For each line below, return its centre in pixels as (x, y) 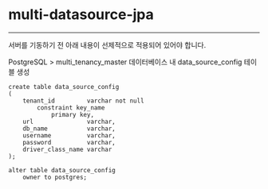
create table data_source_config (64, 87)
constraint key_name (71, 108)
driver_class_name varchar (67, 149)
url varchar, (69, 121)
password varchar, (69, 142)
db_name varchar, (69, 129)
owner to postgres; (55, 177)
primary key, (72, 114)
